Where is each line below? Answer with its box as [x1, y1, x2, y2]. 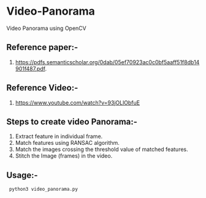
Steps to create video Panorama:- [6, 116, 138, 127]
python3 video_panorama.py [9, 186, 78, 193]
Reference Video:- [6, 82, 78, 93]
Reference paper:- [6, 42, 78, 53]
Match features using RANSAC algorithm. [15, 139, 120, 147]
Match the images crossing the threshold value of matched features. [15, 145, 188, 153]
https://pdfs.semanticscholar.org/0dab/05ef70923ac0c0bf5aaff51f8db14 [15, 58, 200, 65]
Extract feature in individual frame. [15, 133, 103, 140]
